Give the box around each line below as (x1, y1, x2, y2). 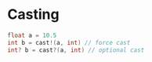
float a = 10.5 (7, 31, 57, 39)
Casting (7, 5, 60, 24)
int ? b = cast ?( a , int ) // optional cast (7, 46, 145, 54)
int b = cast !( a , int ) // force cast (7, 38, 131, 46)
